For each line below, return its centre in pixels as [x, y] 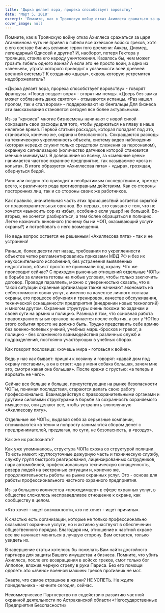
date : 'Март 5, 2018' [27, 14]
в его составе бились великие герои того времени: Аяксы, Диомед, [77, 48]
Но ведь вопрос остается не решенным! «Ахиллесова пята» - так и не [79, 236]
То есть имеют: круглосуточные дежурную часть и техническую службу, [82, 454]
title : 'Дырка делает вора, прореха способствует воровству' [69, 10]
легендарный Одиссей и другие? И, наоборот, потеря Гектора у [72, 53]
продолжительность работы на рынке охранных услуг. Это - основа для [81, 475]
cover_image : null [24, 23]
